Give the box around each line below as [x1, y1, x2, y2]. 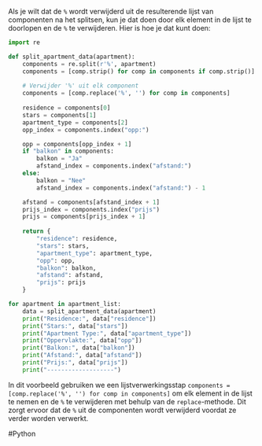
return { [22, 227, 51, 235]
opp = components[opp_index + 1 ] [22, 140, 132, 148]
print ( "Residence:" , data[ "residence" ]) [22, 315, 157, 323]
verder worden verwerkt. [8, 413, 89, 423]
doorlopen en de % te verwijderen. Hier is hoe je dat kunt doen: [8, 24, 211, 32]
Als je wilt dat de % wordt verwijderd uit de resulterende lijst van [8, 7, 214, 16]
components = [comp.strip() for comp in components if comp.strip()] [22, 67, 256, 76]
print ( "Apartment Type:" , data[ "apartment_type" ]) [22, 330, 192, 337]
